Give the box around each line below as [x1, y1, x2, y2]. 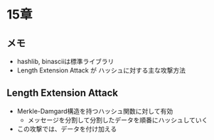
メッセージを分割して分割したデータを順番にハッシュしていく [27, 115, 208, 124]
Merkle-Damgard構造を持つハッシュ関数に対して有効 [16, 107, 173, 115]
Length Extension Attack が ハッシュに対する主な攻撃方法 [16, 66, 186, 75]
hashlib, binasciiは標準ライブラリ [16, 58, 114, 65]
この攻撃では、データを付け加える [16, 124, 117, 133]
